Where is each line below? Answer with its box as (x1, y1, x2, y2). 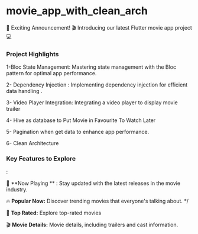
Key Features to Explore (6, 155, 76, 163)
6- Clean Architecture (6, 140, 59, 147)
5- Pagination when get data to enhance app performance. (6, 129, 150, 136)
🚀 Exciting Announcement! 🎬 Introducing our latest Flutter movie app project (6, 24, 192, 31)
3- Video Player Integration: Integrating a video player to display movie (6, 99, 178, 106)
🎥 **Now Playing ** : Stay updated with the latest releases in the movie (6, 179, 181, 187)
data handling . (6, 88, 43, 95)
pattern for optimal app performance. (6, 70, 97, 77)
